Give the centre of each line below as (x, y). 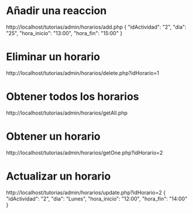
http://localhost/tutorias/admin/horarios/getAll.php (67, 113)
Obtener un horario (53, 136)
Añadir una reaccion (56, 11)
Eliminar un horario (53, 57)
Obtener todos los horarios (73, 97)
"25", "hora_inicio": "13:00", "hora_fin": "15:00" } (64, 33)
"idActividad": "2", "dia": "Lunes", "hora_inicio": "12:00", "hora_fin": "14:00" (97, 199)
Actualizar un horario (58, 176)
